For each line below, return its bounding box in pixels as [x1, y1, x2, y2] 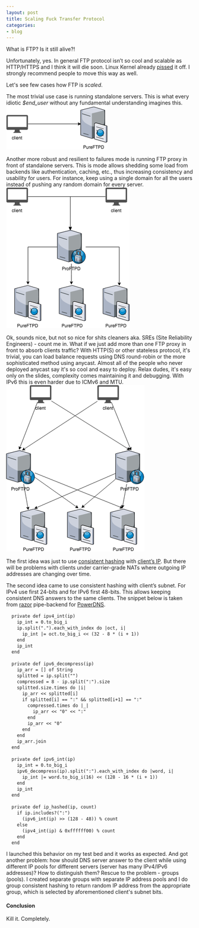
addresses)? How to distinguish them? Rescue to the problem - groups [6, 870, 179, 877]
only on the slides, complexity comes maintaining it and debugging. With [6, 372, 184, 379]
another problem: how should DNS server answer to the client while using [6, 856, 187, 864]
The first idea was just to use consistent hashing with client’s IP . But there [6, 558, 186, 565]
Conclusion [6, 902, 36, 909]
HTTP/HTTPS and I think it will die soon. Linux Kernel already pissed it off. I [6, 63, 190, 71]
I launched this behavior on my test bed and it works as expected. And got [6, 850, 188, 858]
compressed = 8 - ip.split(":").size [17, 679, 110, 685]
